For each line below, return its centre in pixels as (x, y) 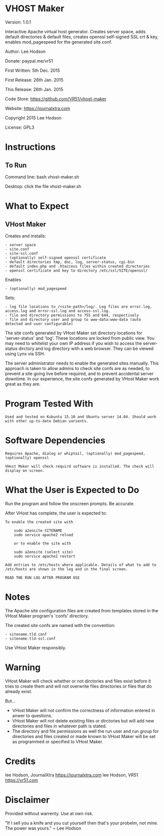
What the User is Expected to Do (72, 490)
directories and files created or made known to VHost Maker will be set (84, 736)
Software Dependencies (55, 441)
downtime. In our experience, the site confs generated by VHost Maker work (82, 379)
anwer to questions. (32, 716)
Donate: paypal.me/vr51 (29, 61)
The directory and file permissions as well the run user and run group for (85, 731)
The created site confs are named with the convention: (60, 625)
